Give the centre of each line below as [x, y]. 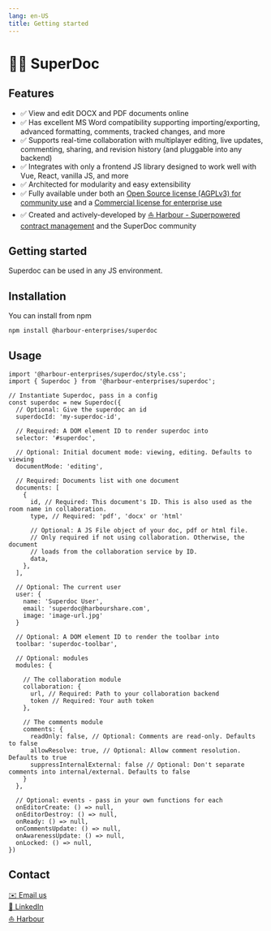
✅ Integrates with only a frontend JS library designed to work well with [138, 166]
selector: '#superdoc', [56, 438]
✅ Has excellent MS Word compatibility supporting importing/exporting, [140, 122]
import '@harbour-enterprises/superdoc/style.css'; [97, 374]
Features [31, 94]
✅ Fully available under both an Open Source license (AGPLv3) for [131, 193]
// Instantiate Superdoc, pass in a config [83, 395]
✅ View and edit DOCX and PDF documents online [104, 113]
